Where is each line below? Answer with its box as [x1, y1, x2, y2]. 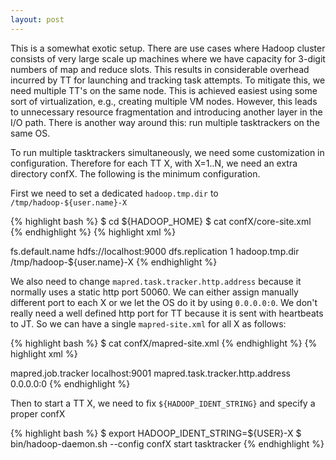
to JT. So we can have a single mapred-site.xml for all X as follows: [10, 317, 287, 330]
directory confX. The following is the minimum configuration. [10, 167, 261, 180]
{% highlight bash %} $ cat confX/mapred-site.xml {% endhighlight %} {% [10, 337, 318, 349]
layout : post [10, 14, 65, 25]
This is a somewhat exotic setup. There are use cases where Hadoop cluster [10, 42, 326, 54]
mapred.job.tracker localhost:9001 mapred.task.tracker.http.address [10, 367, 291, 379]
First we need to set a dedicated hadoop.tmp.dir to [10, 187, 219, 199]
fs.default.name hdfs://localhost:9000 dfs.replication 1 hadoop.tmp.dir [10, 245, 300, 257]
